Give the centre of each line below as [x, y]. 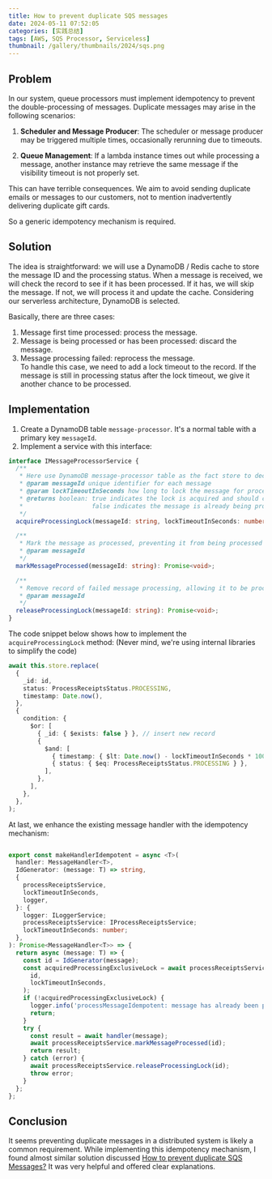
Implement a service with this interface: [86, 446]
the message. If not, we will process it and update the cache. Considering [131, 292]
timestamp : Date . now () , [63, 696]
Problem [30, 79]
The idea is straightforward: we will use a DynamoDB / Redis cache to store [134, 266]
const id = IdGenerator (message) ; [81, 960]
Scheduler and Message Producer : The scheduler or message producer [141, 131]
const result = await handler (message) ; [99, 1036]
